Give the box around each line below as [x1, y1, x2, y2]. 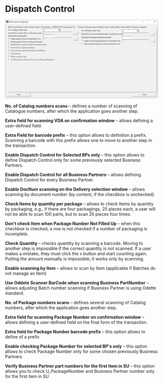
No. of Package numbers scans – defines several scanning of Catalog [5, 300, 146, 306]
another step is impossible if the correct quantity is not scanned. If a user [5, 245, 151, 251]
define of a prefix [5, 334, 40, 340]
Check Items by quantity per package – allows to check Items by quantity [5, 201, 154, 207]
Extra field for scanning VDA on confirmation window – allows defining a [5, 118, 153, 123]
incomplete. [5, 231, 29, 237]
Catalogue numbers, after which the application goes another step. [5, 108, 139, 114]
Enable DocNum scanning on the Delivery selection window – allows [5, 186, 145, 192]
